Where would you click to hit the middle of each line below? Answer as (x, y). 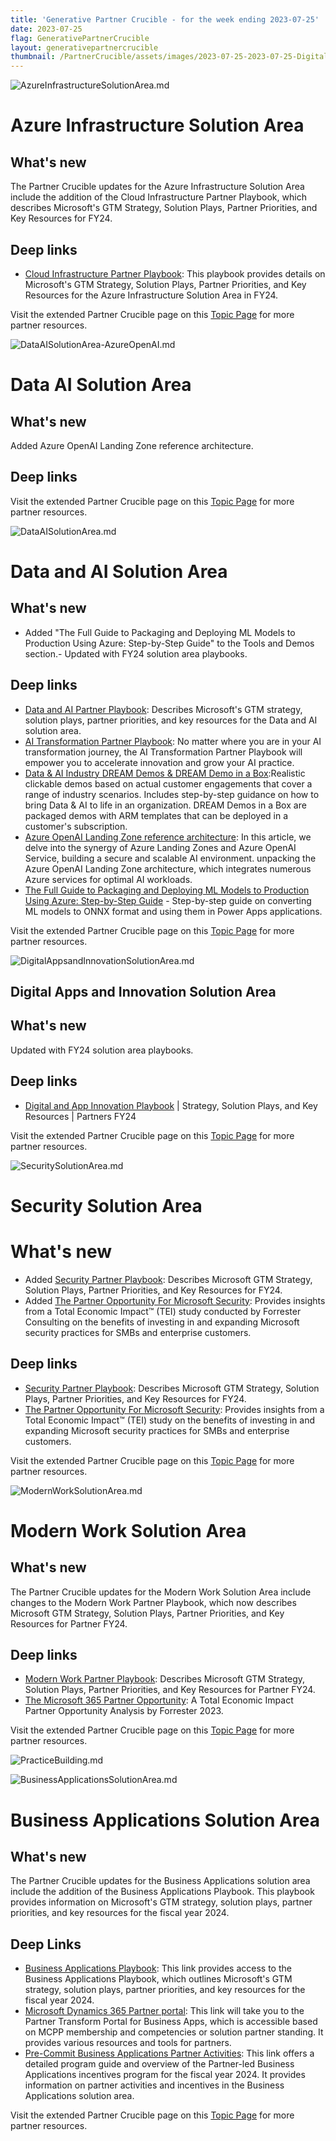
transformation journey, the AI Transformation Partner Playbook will (163, 752)
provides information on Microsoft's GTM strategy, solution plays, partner (161, 1902)
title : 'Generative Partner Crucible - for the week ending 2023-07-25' (165, 19)
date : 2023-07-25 (46, 29)
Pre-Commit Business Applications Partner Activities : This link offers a (169, 2053)
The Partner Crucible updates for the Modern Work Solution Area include (161, 1592)
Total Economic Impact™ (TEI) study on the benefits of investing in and (170, 1420)
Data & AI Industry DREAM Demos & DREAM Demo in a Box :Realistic (165, 773)
